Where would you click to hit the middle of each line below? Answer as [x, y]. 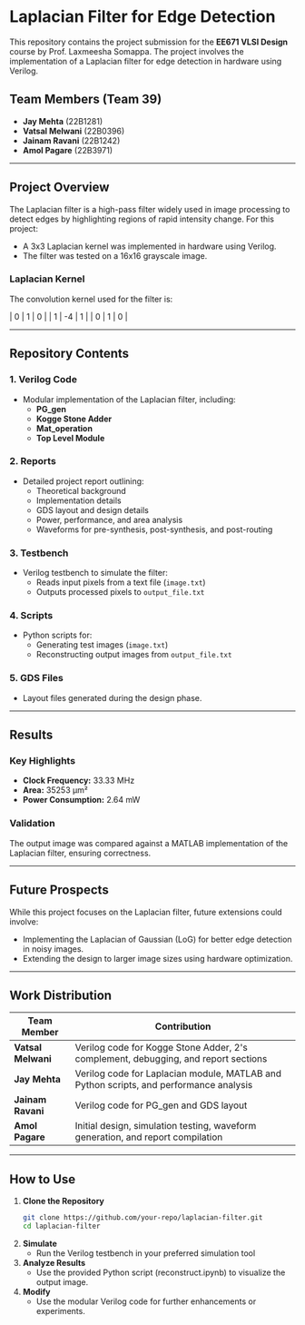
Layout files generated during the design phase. [112, 697]
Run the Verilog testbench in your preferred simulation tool [146, 1253]
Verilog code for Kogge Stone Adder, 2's [161, 1048]
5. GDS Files [36, 678]
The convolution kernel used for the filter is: [91, 299]
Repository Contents [69, 354]
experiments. [61, 1310]
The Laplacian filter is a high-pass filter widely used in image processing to [150, 209]
